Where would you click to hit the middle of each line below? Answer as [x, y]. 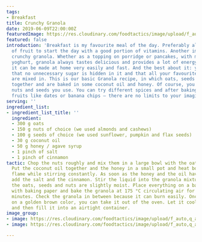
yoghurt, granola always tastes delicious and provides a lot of [95, 62]
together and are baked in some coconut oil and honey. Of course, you [103, 85]
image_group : [23, 213]
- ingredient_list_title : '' [43, 113]
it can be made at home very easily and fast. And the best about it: [102, 68]
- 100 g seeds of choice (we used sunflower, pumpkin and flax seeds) [102, 135]
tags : [13, 12]
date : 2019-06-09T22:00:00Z [41, 29]
